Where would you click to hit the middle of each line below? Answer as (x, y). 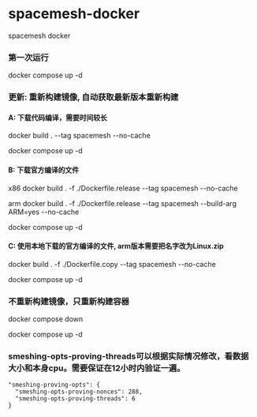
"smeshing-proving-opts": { (54, 385)
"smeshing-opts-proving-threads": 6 (75, 399)
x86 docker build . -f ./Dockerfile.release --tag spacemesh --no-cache (123, 188)
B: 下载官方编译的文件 (44, 170)
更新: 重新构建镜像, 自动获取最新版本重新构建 (93, 97)
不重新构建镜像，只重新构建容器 (69, 301)
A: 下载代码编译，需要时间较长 (58, 117)
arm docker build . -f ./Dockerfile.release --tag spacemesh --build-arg (122, 203)
